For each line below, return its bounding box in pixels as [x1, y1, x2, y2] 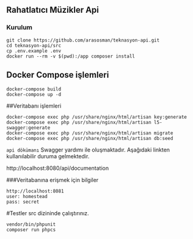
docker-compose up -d [6, 91, 62, 97]
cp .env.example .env [6, 48, 62, 54]
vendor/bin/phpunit [6, 221, 56, 227]
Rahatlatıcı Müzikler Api [6, 5, 100, 15]
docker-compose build [6, 86, 62, 92]
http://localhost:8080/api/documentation [6, 164, 109, 172]
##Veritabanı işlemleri [6, 102, 62, 109]
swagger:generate [6, 125, 51, 131]
